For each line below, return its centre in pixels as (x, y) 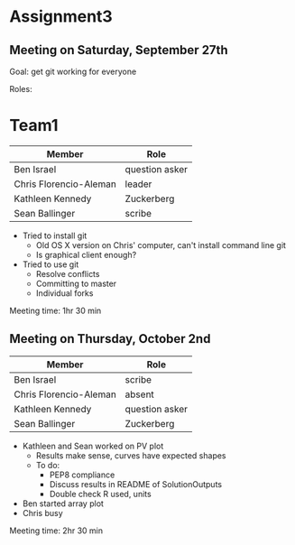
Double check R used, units (100, 494)
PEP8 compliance (82, 475)
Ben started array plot (63, 503)
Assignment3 (61, 17)
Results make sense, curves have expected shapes (131, 455)
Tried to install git (55, 236)
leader (138, 184)
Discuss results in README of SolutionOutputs (136, 484)
